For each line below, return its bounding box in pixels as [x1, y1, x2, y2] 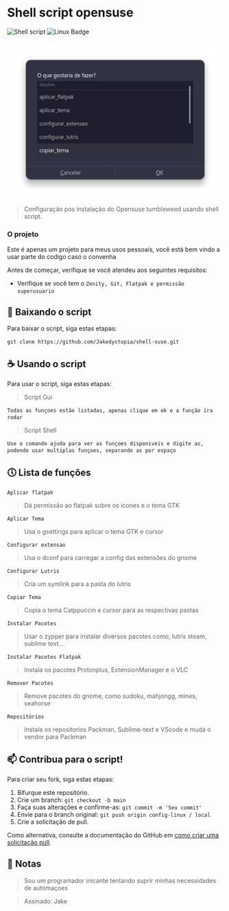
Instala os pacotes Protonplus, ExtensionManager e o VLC [23, 666, 189, 674]
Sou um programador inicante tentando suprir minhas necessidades [23, 876, 217, 884]
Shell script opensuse [7, 5, 134, 21]
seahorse [23, 699, 51, 708]
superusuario [16, 287, 55, 295]
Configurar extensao [7, 541, 67, 549]
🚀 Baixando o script [7, 306, 92, 318]
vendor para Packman [23, 733, 87, 741]
